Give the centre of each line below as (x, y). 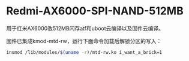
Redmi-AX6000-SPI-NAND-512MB (95, 11)
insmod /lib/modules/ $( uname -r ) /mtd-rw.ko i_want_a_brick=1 (84, 52)
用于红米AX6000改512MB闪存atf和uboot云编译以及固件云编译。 (85, 28)
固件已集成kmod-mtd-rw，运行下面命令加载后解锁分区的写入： (84, 41)
